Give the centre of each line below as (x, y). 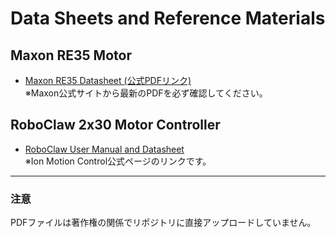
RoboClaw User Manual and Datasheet (104, 149)
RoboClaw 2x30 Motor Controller (115, 125)
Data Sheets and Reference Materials (168, 18)
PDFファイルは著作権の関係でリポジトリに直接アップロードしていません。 (163, 223)
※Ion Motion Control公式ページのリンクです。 (118, 161)
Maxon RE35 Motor (71, 55)
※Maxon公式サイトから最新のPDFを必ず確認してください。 (146, 93)
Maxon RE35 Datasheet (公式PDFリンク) (108, 80)
